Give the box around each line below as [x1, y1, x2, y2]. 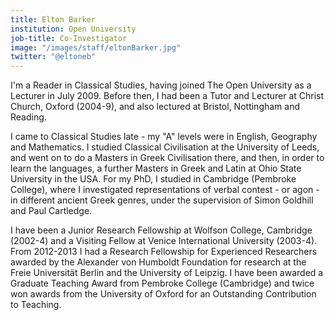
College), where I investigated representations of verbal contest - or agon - [10, 184, 320, 196]
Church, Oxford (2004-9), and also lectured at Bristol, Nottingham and [10, 101, 301, 113]
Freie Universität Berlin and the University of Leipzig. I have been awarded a [10, 267, 324, 279]
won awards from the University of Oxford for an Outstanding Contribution [10, 288, 317, 300]
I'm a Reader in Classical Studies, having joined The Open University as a [10, 79, 312, 91]
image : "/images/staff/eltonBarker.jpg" [10, 42, 182, 53]
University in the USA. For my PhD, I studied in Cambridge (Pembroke [10, 173, 297, 185]
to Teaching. [10, 299, 62, 311]
